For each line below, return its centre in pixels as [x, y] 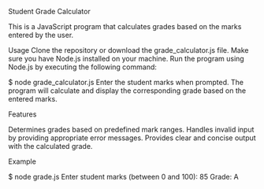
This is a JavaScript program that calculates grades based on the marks [125, 26]
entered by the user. [41, 35]
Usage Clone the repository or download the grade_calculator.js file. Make [128, 50]
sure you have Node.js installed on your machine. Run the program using [126, 59]
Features [22, 114]
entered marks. [33, 99]
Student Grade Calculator [49, 11]
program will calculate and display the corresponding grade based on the [127, 91]
